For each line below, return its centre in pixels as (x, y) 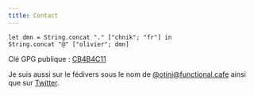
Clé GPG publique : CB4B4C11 (57, 59)
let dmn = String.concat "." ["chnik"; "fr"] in (90, 37)
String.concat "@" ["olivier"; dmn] (69, 44)
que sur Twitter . (34, 82)
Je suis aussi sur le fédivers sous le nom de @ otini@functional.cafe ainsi (127, 74)
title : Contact (33, 15)
